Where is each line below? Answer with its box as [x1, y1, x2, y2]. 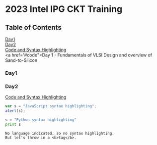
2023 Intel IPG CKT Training [5, 3, 123, 15]
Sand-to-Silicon [5, 57, 38, 63]
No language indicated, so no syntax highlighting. [5, 131, 114, 136]
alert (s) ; [5, 108, 26, 113]
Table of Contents [5, 23, 62, 32]
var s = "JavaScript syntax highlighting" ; [5, 104, 97, 109]
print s [5, 122, 21, 127]
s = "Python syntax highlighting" [5, 117, 77, 122]
